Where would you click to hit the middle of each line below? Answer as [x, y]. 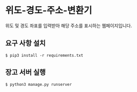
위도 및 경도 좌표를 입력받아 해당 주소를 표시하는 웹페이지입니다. [69, 26]
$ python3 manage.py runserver [39, 84]
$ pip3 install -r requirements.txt [44, 55]
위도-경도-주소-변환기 [49, 10]
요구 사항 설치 [26, 43]
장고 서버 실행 [26, 72]
